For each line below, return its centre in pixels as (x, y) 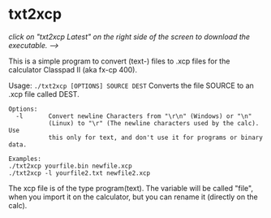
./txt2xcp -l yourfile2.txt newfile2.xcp (80, 173)
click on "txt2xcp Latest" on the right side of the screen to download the (129, 37)
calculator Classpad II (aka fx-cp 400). (73, 69)
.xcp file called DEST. (44, 94)
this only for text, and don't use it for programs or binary (156, 137)
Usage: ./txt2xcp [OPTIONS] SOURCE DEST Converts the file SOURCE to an (131, 85)
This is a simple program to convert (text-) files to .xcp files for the (119, 61)
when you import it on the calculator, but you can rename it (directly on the (133, 197)
